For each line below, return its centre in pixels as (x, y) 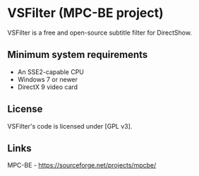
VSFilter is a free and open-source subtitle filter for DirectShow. (100, 33)
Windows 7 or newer (48, 79)
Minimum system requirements (78, 55)
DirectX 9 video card (48, 87)
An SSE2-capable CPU (51, 71)
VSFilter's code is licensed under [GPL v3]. (70, 126)
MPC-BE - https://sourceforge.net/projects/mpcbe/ (82, 165)
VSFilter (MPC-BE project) (85, 13)
